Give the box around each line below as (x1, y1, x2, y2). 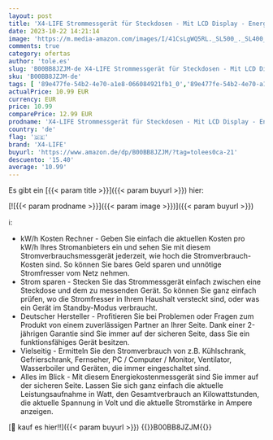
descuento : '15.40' (8, 155, 75, 163)
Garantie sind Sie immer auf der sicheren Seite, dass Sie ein (50, 329, 250, 338)
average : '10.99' (8, 163, 67, 172)
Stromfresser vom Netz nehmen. (19, 268, 130, 278)
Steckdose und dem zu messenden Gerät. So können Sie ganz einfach (19, 285, 257, 295)
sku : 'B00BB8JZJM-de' (8, 72, 82, 81)
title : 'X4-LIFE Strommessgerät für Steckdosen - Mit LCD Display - (8, 20, 245, 28)
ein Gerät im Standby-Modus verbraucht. (19, 303, 158, 313)
